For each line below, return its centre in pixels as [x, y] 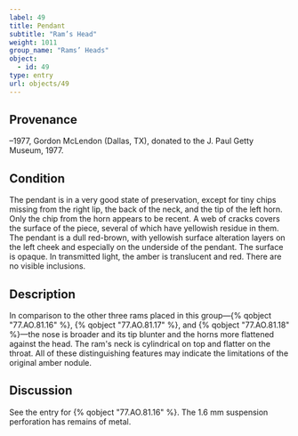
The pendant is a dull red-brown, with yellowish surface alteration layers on [148, 238]
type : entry [31, 76]
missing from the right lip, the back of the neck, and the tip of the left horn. [146, 209]
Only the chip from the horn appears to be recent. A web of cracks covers [145, 219]
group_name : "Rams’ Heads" [59, 51]
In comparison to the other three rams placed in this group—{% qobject [141, 316]
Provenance [44, 120]
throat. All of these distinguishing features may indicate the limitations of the [149, 353]
